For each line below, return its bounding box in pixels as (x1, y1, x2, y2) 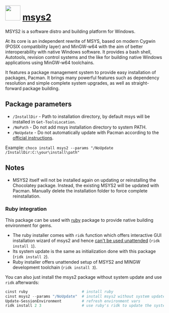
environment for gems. (5, 222, 53, 228)
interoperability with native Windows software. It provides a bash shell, (5, 48, 152, 55)
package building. (22, 85, 60, 91)
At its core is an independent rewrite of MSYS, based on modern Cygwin (5, 38, 156, 44)
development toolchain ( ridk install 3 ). (12, 264, 98, 270)
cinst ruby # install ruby (5, 289, 114, 294)
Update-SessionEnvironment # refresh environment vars (5, 298, 141, 303)
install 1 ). (12, 242, 36, 249)
